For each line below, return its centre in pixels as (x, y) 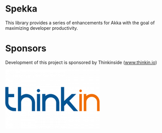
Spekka (21, 9)
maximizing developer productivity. (42, 28)
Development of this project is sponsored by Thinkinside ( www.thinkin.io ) (81, 62)
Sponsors (26, 49)
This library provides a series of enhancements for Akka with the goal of (80, 23)
